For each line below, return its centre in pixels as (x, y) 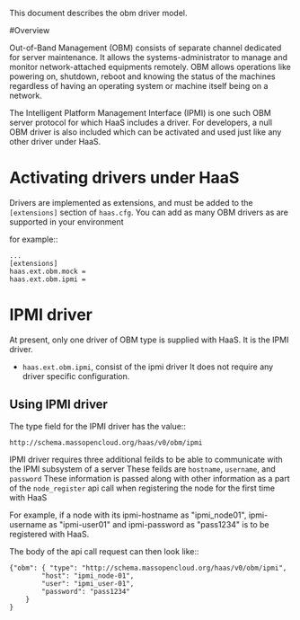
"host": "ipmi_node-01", (88, 576)
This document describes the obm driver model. (98, 13)
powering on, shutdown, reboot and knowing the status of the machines (142, 76)
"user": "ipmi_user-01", (88, 583)
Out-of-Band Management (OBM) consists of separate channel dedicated (146, 48)
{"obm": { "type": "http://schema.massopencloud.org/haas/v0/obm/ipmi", (148, 568)
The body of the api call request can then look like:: (104, 551)
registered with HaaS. (49, 534)
